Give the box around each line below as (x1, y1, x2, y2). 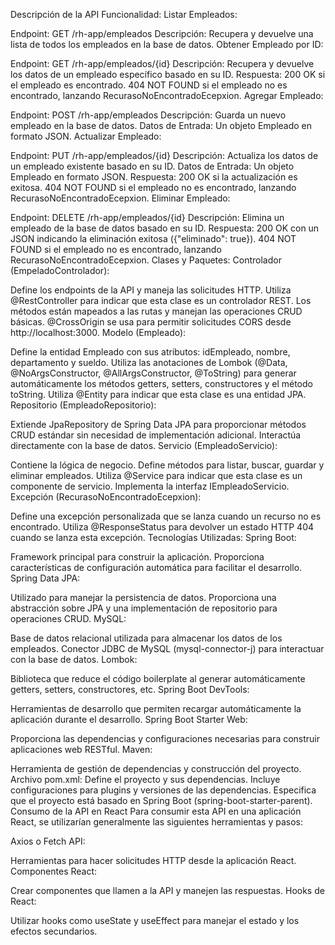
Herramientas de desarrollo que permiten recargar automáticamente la (10, 703, 302, 714)
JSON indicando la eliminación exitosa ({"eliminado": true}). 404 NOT (10, 233, 297, 244)
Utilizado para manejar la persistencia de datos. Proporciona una (10, 592, 277, 603)
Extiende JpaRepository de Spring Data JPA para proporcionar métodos (10, 419, 307, 430)
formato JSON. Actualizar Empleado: (10, 130, 162, 142)
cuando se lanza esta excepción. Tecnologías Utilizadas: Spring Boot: (10, 532, 297, 543)
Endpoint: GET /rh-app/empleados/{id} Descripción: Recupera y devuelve (10, 58, 315, 69)
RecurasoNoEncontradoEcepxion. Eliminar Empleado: (10, 192, 231, 204)
